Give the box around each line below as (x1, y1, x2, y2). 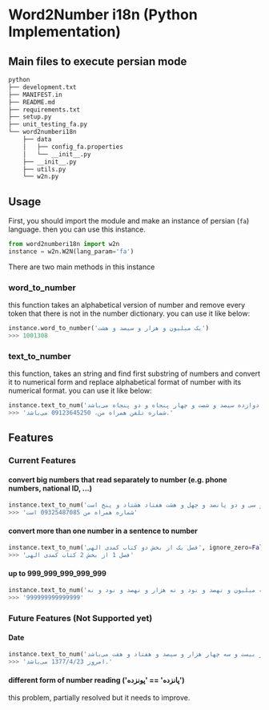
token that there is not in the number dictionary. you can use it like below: (8, 309, 251, 318)
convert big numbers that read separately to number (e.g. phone (8, 474, 227, 484)
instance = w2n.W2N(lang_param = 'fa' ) (8, 247, 134, 256)
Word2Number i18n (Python (8, 6, 198, 24)
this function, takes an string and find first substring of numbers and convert (8, 369, 261, 378)
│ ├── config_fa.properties (22, 143, 124, 151)
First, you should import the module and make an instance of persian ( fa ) (8, 216, 250, 226)
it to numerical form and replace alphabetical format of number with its (8, 377, 242, 387)
